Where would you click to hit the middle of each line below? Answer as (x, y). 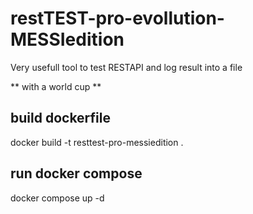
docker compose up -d (57, 198)
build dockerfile (60, 118)
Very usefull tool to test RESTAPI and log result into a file (126, 67)
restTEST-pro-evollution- (117, 18)
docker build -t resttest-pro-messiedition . (97, 142)
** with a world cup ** (56, 86)
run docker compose (76, 173)
